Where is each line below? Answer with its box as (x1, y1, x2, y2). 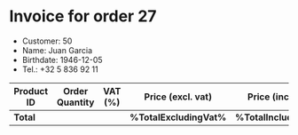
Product (13, 84, 49, 97)
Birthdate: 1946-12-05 (21, 54, 104, 65)
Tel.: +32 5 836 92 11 (21, 64, 99, 75)
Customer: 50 (21, 36, 73, 46)
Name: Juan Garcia (21, 44, 93, 55)
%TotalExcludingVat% (129, 111, 227, 123)
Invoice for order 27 (9, 6, 157, 27)
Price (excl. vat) (144, 91, 213, 103)
